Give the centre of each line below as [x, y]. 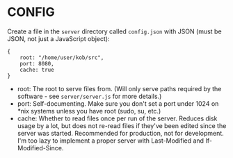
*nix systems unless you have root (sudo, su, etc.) [89, 111]
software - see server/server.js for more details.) [89, 96]
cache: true [37, 70]
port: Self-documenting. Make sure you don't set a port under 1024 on [118, 103]
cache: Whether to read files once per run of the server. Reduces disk [117, 118]
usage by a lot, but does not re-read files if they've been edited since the [122, 125]
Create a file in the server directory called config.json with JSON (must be [114, 31]
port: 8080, [37, 63]
